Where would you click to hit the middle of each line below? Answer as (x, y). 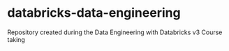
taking (16, 39)
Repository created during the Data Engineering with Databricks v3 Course (115, 32)
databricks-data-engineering (94, 13)
